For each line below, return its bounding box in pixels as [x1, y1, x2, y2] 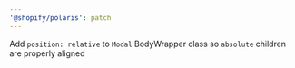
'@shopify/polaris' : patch [9, 13, 112, 23]
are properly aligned [9, 47, 85, 59]
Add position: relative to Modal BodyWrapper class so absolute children [9, 38, 287, 49]
